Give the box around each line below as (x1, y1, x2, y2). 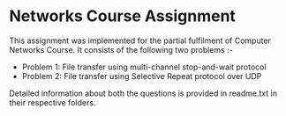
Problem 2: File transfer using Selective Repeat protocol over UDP (21, 70, 262, 81)
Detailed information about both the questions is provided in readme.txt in (9, 88, 278, 98)
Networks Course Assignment (9, 6, 237, 26)
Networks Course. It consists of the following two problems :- (9, 44, 234, 54)
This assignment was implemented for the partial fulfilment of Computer (9, 35, 272, 46)
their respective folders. (9, 97, 96, 107)
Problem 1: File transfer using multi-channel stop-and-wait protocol (21, 62, 267, 72)
